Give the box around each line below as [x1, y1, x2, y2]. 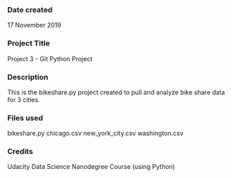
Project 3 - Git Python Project [7, 54, 93, 63]
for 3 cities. [7, 95, 40, 103]
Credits [7, 146, 33, 156]
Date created [7, 5, 53, 15]
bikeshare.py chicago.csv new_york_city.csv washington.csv [7, 129, 184, 138]
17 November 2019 [7, 21, 61, 30]
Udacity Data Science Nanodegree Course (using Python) [7, 163, 176, 171]
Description [7, 72, 49, 82]
